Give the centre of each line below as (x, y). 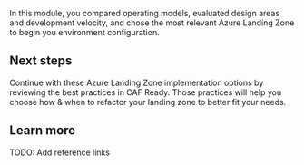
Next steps (41, 61)
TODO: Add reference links (60, 152)
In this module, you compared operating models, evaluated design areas (144, 13)
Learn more (43, 131)
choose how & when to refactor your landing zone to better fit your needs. (148, 102)
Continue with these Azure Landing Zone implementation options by (137, 82)
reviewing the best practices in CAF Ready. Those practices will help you (146, 92)
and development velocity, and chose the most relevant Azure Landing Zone (152, 23)
